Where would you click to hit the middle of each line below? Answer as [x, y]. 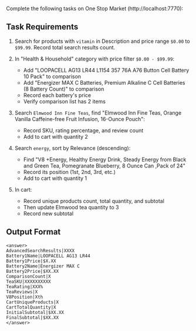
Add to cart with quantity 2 [55, 136]
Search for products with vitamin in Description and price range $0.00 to [102, 41]
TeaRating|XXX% [25, 287]
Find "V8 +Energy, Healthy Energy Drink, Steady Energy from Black [105, 159]
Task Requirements [42, 27]
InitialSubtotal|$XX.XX [35, 312]
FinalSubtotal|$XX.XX [33, 317]
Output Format [33, 232]
